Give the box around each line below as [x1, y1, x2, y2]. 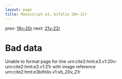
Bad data [5, 42, 42, 53]
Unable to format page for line [5, 58, 67, 64]
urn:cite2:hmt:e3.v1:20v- [67, 58, 118, 64]
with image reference [52, 64, 96, 70]
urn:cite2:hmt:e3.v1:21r [5, 64, 52, 70]
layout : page [5, 7, 32, 12]
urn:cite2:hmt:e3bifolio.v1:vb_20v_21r [5, 69, 81, 75]
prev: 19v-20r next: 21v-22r [5, 25, 61, 31]
